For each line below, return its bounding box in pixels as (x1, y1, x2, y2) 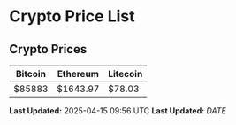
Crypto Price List (9, 6, 135, 27)
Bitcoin (15, 68, 47, 80)
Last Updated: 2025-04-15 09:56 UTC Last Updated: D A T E (9, 105, 227, 116)
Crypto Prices (9, 42, 88, 57)
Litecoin (107, 68, 143, 80)
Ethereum (57, 68, 100, 80)
